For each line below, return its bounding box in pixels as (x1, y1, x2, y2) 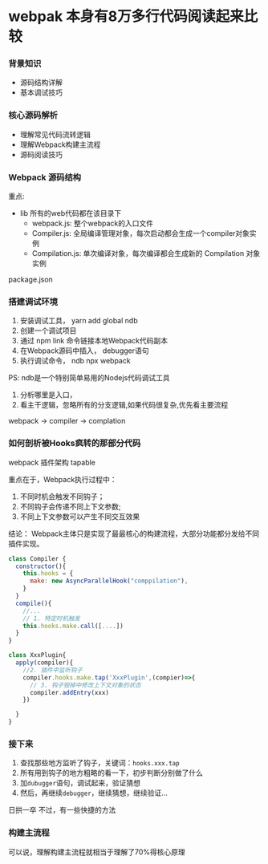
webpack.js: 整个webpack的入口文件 (31, 218, 154, 229)
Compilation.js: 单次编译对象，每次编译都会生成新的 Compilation (31, 249, 245, 258)
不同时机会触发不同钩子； (19, 491, 105, 501)
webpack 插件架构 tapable (8, 457, 96, 467)
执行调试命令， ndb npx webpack (19, 356, 131, 366)
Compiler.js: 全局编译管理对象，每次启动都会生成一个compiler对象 (31, 229, 250, 238)
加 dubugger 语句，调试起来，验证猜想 (19, 778, 141, 788)
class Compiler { (8, 554, 67, 562)
